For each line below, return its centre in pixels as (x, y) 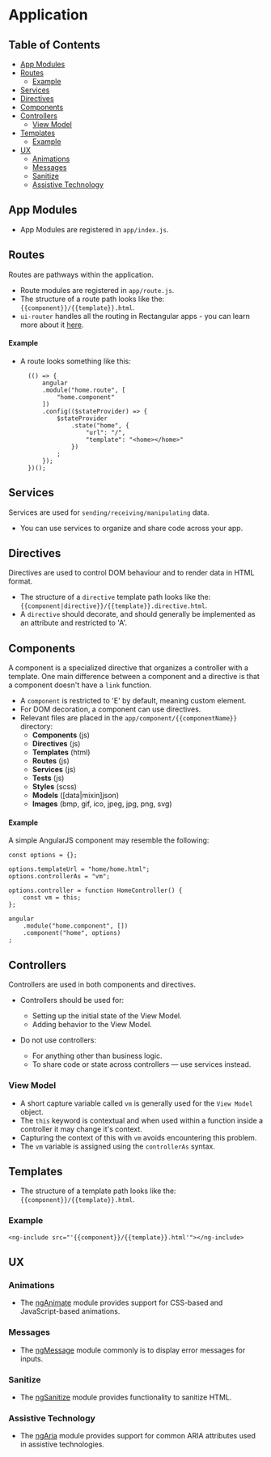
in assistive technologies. (62, 1444)
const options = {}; (43, 856)
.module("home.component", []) (76, 926)
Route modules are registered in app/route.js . (97, 290)
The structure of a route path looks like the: (92, 299)
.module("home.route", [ (84, 390)
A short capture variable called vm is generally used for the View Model (136, 1103)
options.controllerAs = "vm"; (59, 877)
